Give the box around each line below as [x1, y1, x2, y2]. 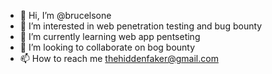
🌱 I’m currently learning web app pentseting [19, 31, 201, 42]
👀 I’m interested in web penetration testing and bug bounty [19, 20, 263, 32]
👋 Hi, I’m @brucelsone [19, 10, 112, 21]
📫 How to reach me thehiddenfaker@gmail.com [19, 53, 219, 64]
